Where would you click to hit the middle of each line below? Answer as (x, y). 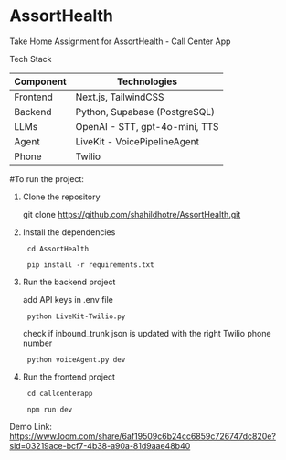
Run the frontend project (69, 377)
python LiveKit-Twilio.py (76, 316)
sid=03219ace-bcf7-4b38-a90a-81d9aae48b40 (100, 445)
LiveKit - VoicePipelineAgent (137, 141)
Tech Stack (31, 59)
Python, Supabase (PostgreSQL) (145, 112)
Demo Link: (31, 426)
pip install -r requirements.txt (90, 265)
